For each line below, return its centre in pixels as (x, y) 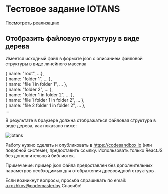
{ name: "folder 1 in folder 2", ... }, (40, 94)
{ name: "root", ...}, (25, 73)
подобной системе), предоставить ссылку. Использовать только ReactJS (84, 150)
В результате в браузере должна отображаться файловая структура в (81, 120)
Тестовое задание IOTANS (63, 9)
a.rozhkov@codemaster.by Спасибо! (43, 185)
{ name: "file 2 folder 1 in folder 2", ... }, (45, 105)
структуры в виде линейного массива (46, 64)
